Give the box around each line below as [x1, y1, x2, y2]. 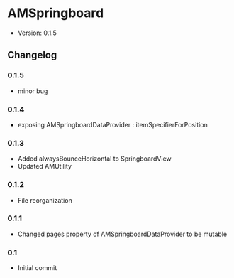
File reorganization [17, 196, 72, 204]
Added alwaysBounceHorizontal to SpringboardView [17, 154, 172, 163]
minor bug [17, 87, 48, 95]
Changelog [7, 49, 57, 61]
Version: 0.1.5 [17, 28, 57, 37]
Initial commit [17, 264, 57, 272]
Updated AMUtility [17, 162, 72, 171]
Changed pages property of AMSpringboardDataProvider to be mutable [17, 230, 228, 238]
